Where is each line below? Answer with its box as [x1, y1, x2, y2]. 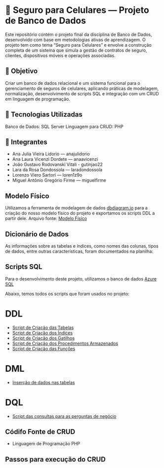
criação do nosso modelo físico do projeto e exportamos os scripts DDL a [5, 210, 155, 216]
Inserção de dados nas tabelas [12, 379, 75, 385]
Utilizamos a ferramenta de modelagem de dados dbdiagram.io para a [5, 205, 148, 211]
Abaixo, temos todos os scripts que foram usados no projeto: [5, 290, 129, 297]
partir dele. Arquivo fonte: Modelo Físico [5, 215, 87, 221]
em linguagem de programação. [5, 96, 71, 102]
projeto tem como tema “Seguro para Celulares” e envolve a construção [5, 42, 152, 48]
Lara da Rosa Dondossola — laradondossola [12, 167, 103, 173]
